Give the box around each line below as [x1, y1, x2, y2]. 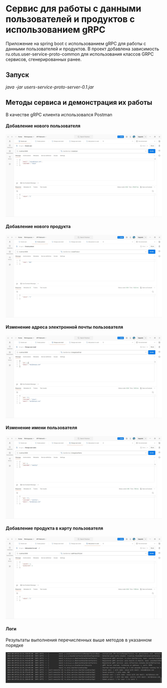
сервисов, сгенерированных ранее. [5, 56, 82, 62]
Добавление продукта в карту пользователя [5, 525, 104, 532]
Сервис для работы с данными [5, 3, 142, 14]
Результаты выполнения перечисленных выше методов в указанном [5, 637, 152, 643]
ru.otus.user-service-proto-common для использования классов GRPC [5, 51, 154, 57]
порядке [5, 642, 24, 648]
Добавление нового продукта [5, 224, 71, 229]
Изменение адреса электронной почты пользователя [5, 324, 123, 330]
